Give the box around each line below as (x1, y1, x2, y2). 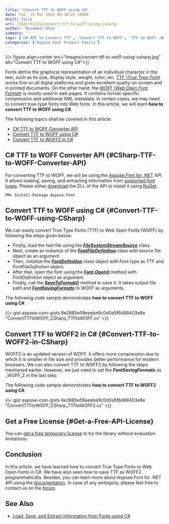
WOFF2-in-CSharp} (5, 338, 68, 346)
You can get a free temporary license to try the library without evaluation (5, 431, 156, 436)
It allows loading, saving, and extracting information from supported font (5, 177, 155, 183)
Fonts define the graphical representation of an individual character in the (5, 69, 158, 75)
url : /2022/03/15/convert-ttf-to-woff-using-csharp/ (5, 21, 118, 27)
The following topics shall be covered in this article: (5, 116, 112, 122)
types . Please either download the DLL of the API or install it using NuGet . (5, 183, 158, 189)
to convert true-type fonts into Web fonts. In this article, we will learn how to (5, 101, 163, 107)
